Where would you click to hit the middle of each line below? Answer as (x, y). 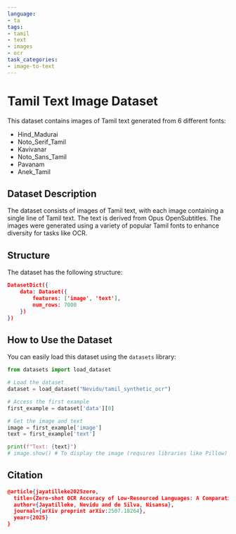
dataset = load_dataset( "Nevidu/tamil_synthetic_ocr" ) (89, 389)
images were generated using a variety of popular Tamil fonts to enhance (113, 225)
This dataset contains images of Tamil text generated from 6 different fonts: (117, 120)
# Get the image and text (45, 421)
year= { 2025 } (31, 518)
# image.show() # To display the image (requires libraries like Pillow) (118, 454)
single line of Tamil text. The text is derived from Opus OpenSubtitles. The (114, 218)
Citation (25, 475)
